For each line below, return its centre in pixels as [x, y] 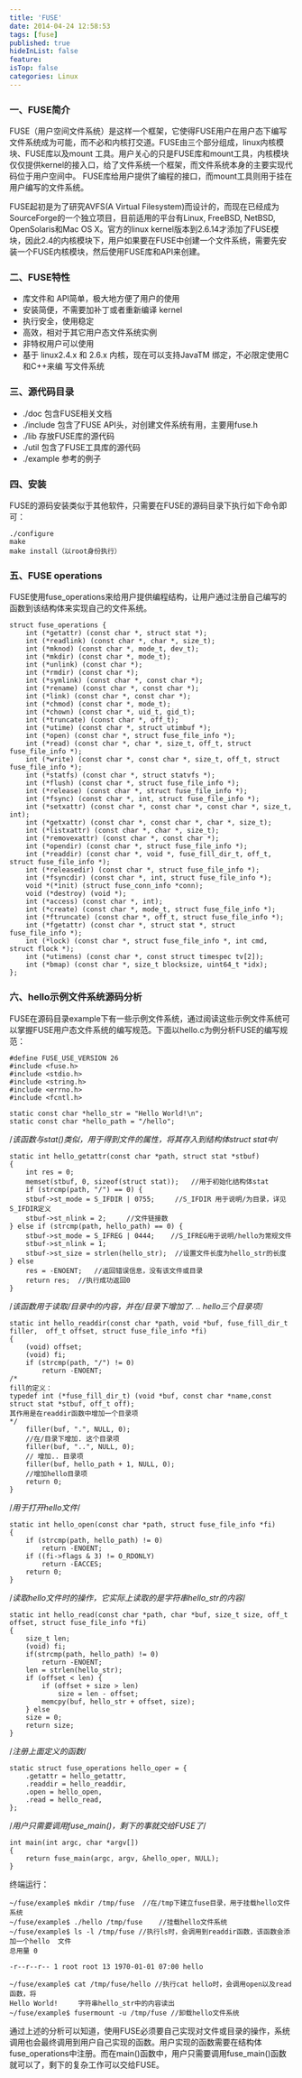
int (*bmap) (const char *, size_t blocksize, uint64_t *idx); [147, 965]
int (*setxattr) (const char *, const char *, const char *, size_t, [159, 807]
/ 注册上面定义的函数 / [48, 1750]
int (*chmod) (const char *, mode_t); [98, 705]
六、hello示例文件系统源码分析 [76, 997]
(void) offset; [54, 1347]
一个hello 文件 [44, 1941]
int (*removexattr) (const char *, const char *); [123, 839]
